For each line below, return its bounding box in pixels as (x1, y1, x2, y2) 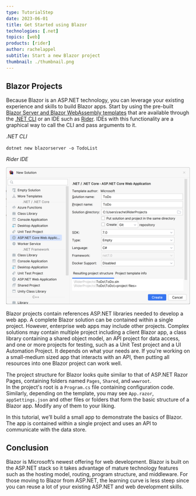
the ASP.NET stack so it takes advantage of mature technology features (6, 464, 178, 471)
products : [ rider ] (6, 40, 51, 46)
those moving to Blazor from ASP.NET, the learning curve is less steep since (6, 477, 190, 484)
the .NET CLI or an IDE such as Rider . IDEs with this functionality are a (6, 115, 174, 122)
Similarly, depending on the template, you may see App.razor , (6, 389, 154, 396)
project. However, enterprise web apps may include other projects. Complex (6, 322, 190, 329)
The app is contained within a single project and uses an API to (6, 419, 157, 427)
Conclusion (6, 443, 49, 453)
